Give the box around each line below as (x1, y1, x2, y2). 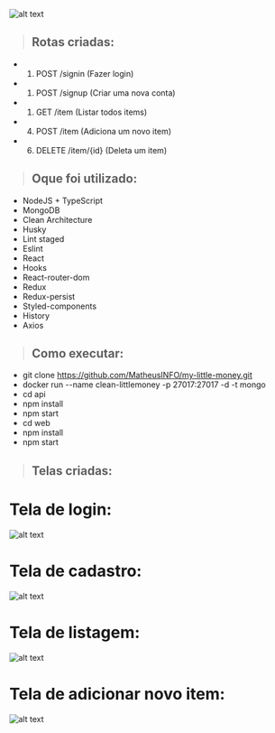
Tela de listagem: (9, 622, 141, 643)
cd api (22, 389, 47, 400)
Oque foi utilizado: (31, 172, 138, 187)
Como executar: (31, 346, 124, 361)
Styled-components (22, 301, 97, 311)
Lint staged (22, 233, 65, 244)
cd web (22, 418, 51, 429)
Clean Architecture (22, 214, 93, 225)
